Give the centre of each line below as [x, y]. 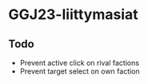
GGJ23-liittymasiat [73, 15]
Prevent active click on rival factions [80, 63]
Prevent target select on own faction [80, 71]
